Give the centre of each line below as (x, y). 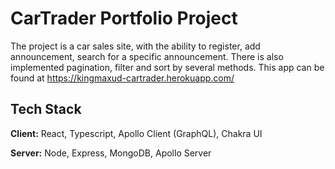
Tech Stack (46, 109)
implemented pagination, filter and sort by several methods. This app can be (167, 67)
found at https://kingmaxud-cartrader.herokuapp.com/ (122, 78)
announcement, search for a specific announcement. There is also (147, 56)
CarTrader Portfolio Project (124, 18)
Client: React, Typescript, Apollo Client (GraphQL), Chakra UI (136, 133)
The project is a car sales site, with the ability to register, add (135, 46)
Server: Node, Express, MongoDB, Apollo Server (111, 153)
